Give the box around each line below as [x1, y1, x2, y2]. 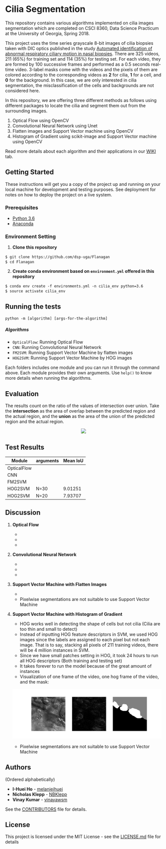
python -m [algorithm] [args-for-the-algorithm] [5, 316, 108, 321]
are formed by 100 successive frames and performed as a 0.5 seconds [5, 61, 150, 67]
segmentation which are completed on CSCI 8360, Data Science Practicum [5, 25, 159, 31]
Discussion [5, 509, 41, 517]
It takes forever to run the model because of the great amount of [19, 663, 152, 669]
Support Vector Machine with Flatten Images [12, 581, 107, 587]
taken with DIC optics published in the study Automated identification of [5, 45, 153, 51]
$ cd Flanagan [5, 259, 35, 264]
